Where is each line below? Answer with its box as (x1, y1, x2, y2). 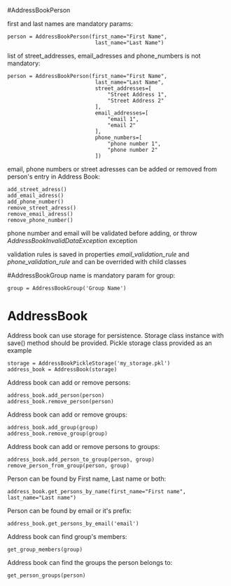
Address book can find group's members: (7, 532, 127, 540)
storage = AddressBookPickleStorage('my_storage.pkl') (7, 360, 171, 367)
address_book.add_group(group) (7, 424, 99, 431)
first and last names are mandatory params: (7, 20, 133, 27)
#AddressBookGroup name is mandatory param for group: (7, 271, 176, 280)
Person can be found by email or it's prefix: (7, 506, 132, 515)
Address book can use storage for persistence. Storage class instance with (7, 331, 224, 339)
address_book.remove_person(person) (7, 398, 114, 405)
